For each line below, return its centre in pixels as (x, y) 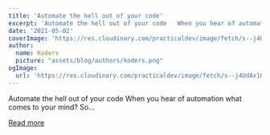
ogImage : (23, 68)
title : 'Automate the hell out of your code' (86, 16)
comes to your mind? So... (51, 107)
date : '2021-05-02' (41, 31)
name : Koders (37, 53)
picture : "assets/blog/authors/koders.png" (89, 61)
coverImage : (28, 38)
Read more (27, 122)
